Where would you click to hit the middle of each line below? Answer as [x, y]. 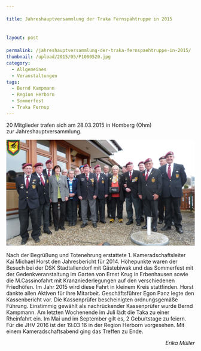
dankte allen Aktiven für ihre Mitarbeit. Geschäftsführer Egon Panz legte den [100, 294]
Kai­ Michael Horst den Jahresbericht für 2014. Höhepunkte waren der [92, 262]
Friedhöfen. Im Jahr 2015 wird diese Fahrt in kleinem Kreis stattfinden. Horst [100, 287]
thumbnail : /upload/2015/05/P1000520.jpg [59, 57]
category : [19, 63]
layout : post [22, 38]
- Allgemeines [29, 69]
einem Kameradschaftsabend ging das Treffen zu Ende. [75, 331]
